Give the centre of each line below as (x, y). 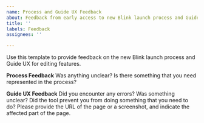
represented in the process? (42, 82)
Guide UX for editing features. (44, 64)
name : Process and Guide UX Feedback (54, 12)
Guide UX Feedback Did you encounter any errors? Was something (90, 94)
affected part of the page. (39, 113)
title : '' (19, 23)
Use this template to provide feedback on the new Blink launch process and (101, 57)
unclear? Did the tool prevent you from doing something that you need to (97, 100)
